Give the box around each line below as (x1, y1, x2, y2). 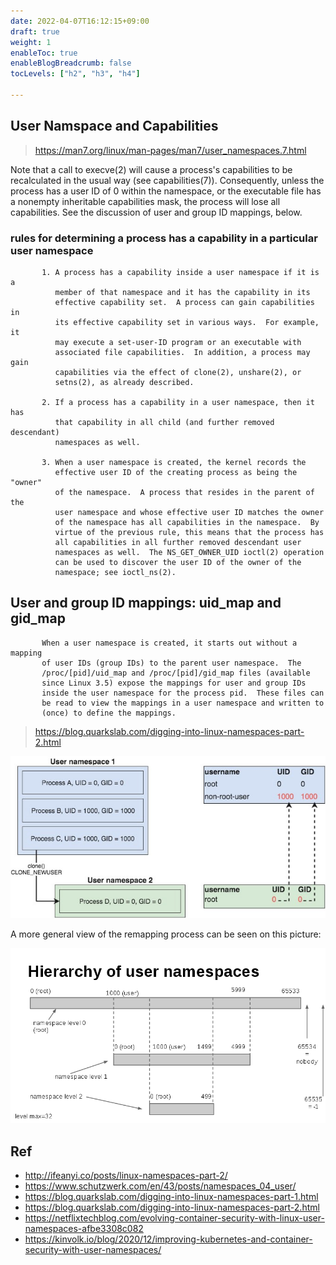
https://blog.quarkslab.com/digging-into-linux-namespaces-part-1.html (24, 1191, 319, 1203)
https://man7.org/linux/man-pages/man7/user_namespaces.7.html (34, 144, 307, 156)
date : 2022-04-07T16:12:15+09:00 (10, 16, 150, 26)
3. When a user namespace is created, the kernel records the (41, 457, 307, 467)
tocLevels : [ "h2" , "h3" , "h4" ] (10, 69, 141, 79)
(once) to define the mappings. (41, 708, 177, 718)
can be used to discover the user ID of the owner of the (54, 557, 302, 567)
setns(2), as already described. (54, 377, 195, 387)
